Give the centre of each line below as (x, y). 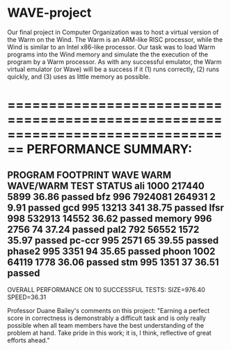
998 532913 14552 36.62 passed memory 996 (110, 219)
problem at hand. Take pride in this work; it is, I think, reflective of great (110, 333)
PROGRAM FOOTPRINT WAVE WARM (89, 175)
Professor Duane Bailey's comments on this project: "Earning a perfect (109, 310)
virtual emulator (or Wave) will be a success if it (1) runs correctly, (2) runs (113, 69)
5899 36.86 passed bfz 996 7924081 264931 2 (111, 197)
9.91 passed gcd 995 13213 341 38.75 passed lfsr (116, 207)
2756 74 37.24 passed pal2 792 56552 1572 (103, 229)
